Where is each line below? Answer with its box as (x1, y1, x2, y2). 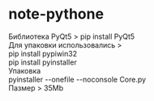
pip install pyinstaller (8, 57, 77, 67)
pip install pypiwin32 (8, 48, 78, 58)
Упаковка (8, 65, 41, 75)
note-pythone (8, 5, 104, 23)
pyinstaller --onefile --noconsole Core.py (8, 74, 147, 84)
